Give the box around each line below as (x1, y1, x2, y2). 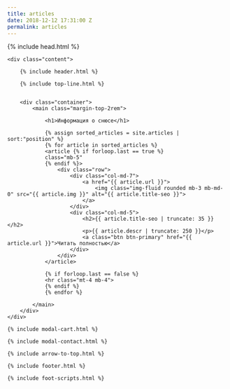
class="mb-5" (44, 154, 82, 161)
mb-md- (204, 185, 224, 192)
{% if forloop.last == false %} (44, 271, 139, 278)
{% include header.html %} (20, 68, 99, 76)
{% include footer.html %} (7, 362, 86, 370)
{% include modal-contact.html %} (7, 338, 108, 346)
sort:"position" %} (7, 136, 64, 143)
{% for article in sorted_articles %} (44, 142, 158, 149)
